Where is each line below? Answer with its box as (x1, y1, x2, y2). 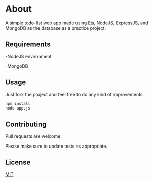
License (5, 158, 31, 166)
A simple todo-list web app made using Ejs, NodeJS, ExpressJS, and (5, 20, 148, 26)
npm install (5, 101, 30, 106)
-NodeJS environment (5, 53, 52, 59)
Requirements (5, 40, 51, 49)
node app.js (5, 106, 30, 111)
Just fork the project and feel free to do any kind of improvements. (5, 91, 144, 97)
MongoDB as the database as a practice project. (5, 25, 106, 31)
